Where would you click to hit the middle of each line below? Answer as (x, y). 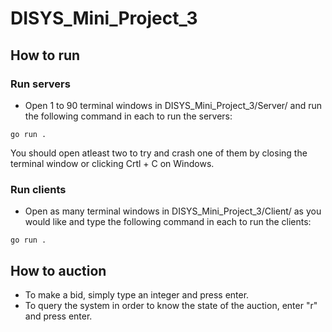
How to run (45, 55)
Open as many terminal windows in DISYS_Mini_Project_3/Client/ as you (173, 211)
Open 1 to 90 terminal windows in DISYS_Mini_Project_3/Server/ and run (173, 105)
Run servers (40, 84)
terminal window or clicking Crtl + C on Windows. (112, 163)
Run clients (38, 189)
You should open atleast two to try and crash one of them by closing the (159, 153)
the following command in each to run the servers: (128, 116)
